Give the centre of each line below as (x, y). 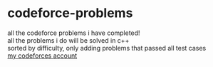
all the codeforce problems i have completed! (74, 33)
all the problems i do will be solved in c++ (68, 40)
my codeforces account (42, 56)
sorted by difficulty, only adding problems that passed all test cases (107, 48)
